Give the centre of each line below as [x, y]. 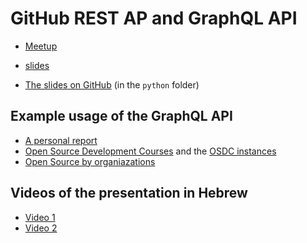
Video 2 [41, 228]
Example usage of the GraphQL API [121, 116]
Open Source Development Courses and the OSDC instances [150, 151]
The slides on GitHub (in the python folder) [112, 84]
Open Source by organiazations [90, 161]
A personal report [61, 140]
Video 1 [40, 217]
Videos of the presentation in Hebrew [129, 193]
